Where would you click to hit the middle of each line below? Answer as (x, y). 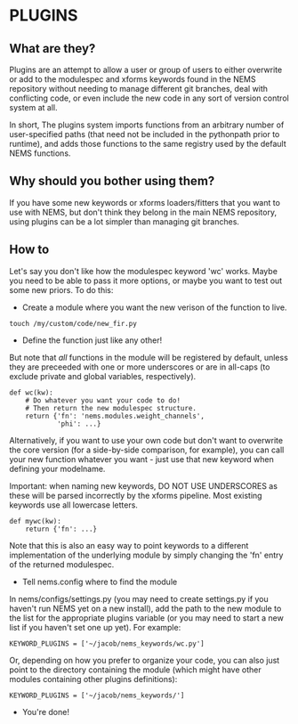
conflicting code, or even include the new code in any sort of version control (149, 98)
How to (29, 250)
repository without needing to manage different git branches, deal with (139, 89)
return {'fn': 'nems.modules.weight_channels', (115, 416)
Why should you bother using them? (112, 181)
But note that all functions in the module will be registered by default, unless (149, 357)
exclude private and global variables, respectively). (103, 376)
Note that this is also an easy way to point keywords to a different (129, 545)
